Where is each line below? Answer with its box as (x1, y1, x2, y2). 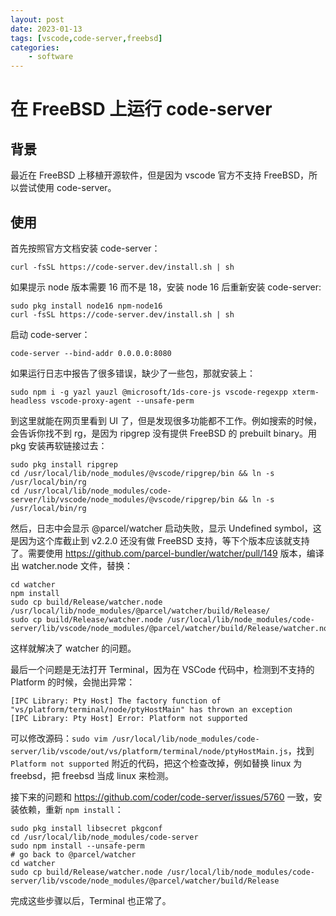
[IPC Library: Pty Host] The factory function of (10, 696, 222, 706)
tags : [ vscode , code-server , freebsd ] (10, 33, 163, 43)
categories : (10, 42, 60, 53)
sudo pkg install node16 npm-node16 (10, 301, 163, 311)
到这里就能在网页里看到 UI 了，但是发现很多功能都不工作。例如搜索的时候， (10, 414, 323, 426)
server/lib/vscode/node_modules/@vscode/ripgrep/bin (10, 494, 235, 505)
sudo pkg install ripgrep (10, 459, 118, 470)
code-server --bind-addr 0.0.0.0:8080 (10, 348, 172, 358)
